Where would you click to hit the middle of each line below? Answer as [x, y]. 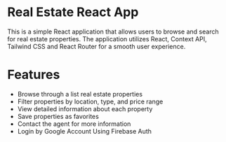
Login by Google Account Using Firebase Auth [85, 131]
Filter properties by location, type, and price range [90, 101]
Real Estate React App [73, 12]
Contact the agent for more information [74, 124]
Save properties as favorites [58, 116]
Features [34, 75]
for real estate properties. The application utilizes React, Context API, [107, 38]
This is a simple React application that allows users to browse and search [113, 31]
